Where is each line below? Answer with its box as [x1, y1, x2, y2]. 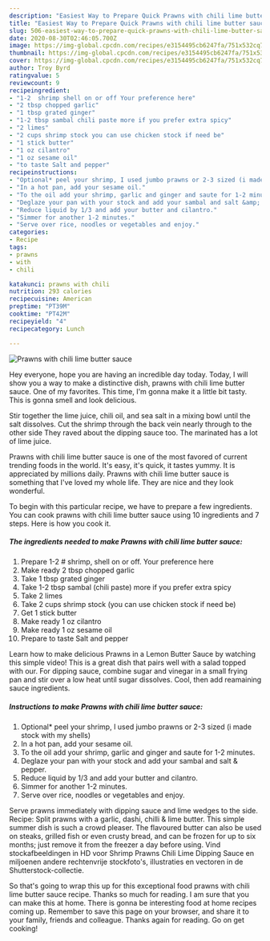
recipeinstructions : [9, 169, 79, 177]
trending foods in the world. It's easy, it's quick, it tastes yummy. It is [9, 460, 236, 470]
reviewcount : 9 [9, 79, 60, 87]
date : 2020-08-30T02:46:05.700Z [9, 34, 117, 43]
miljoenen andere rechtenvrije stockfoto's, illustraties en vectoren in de [9, 857, 244, 867]
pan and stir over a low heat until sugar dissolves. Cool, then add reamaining [9, 675, 262, 685]
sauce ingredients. [9, 683, 71, 693]
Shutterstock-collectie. [9, 866, 85, 875]
